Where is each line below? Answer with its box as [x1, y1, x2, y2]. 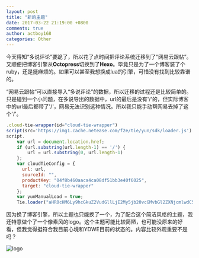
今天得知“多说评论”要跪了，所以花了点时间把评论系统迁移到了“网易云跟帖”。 [6, 53, 192, 60]
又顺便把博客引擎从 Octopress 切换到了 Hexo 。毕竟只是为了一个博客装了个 [6, 60, 185, 68]
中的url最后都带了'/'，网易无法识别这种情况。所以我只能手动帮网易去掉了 [6, 103, 184, 110]
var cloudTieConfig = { [17, 161, 76, 167]
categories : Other [6, 36, 52, 42]
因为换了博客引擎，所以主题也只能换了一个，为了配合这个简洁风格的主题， [6, 211, 188, 218]
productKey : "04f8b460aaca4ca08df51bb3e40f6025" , [21, 177, 147, 183]
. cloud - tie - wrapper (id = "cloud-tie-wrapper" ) [6, 122, 118, 128]
